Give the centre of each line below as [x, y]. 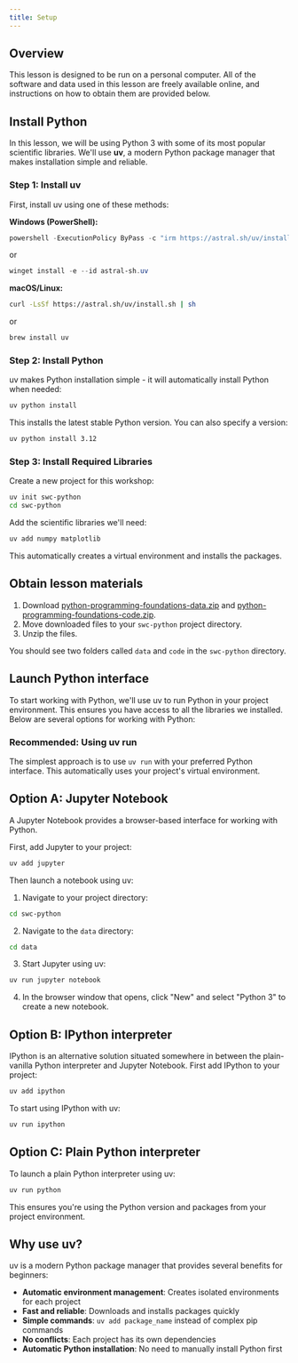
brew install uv [39, 338]
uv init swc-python [45, 497]
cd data [24, 947]
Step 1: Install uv [45, 185]
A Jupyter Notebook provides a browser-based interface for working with [143, 820]
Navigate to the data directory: [78, 931]
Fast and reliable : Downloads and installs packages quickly [130, 1311]
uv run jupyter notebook [55, 980]
